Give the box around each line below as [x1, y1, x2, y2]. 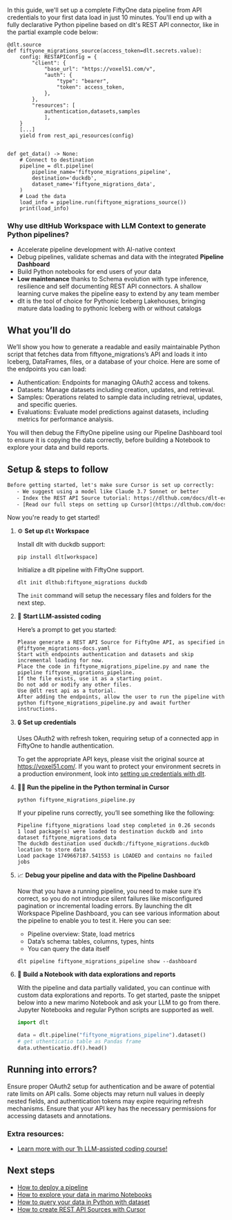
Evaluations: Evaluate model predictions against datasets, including [17, 408, 209, 416]
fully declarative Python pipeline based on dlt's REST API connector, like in [7, 21, 220, 28]
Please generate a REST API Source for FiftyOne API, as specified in [17, 639, 225, 646]
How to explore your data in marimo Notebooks [17, 1190, 152, 1199]
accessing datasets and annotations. [7, 1111, 112, 1120]
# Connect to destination [19, 157, 95, 163]
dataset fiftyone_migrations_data [17, 834, 117, 841]
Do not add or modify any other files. [17, 682, 133, 689]
